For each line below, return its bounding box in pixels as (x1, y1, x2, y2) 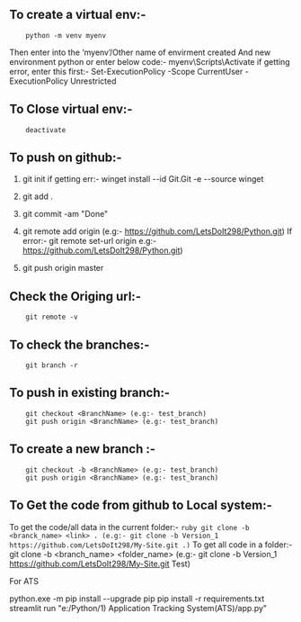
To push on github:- (9, 150, 123, 166)
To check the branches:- (9, 337, 150, 352)
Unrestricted (70, 76, 117, 86)
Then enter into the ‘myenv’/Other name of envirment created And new (9, 47, 271, 58)
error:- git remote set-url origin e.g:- (22, 236, 157, 247)
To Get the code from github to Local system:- (9, 498, 272, 513)
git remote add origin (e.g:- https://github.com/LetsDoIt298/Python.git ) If (22, 226, 293, 237)
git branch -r (25, 361, 78, 370)
